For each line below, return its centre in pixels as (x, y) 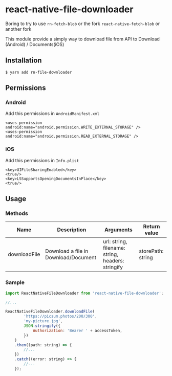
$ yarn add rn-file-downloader (39, 72)
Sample (15, 282)
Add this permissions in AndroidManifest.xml (52, 114)
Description (72, 230)
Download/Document (71, 258)
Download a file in (67, 251)
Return (152, 227)
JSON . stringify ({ (42, 326)
